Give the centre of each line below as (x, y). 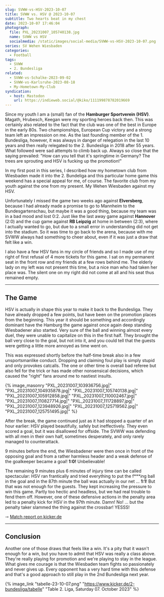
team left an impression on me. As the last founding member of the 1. (74, 135)
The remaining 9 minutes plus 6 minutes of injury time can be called (73, 471)
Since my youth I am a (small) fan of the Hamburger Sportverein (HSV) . (78, 114)
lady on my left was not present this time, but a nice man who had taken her (81, 267)
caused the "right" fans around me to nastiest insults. (59, 376)
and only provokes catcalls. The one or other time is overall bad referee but (81, 365)
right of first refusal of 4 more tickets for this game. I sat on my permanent (80, 257)
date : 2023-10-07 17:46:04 (32, 23)
